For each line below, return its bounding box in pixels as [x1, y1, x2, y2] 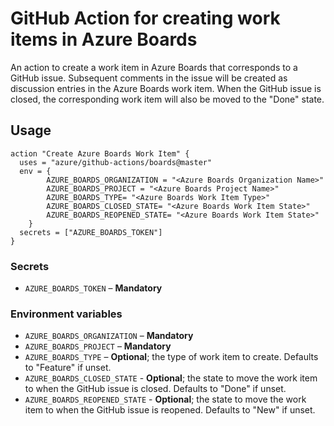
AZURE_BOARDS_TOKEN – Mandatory [24, 282, 163, 294]
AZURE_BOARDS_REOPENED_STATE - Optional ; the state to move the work [24, 393, 307, 406]
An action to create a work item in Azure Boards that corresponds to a [10, 61, 298, 73]
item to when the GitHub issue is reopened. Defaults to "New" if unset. [24, 404, 316, 416]
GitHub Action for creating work [10, 7, 281, 30]
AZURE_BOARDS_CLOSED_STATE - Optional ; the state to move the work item [24, 372, 318, 384]
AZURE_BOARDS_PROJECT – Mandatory [24, 340, 172, 352]
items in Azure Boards [10, 28, 198, 51]
